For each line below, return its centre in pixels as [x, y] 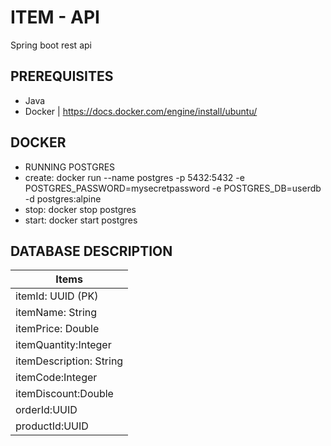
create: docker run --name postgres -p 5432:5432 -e [134, 177]
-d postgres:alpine [63, 198]
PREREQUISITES [62, 76]
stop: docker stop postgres [80, 209]
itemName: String [56, 313]
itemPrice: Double [57, 329]
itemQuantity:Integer [63, 345]
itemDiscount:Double [64, 394]
